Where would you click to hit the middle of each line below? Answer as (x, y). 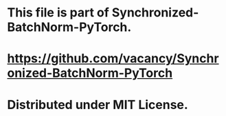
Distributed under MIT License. (98, 105)
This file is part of (58, 13)
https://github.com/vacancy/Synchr (113, 59)
